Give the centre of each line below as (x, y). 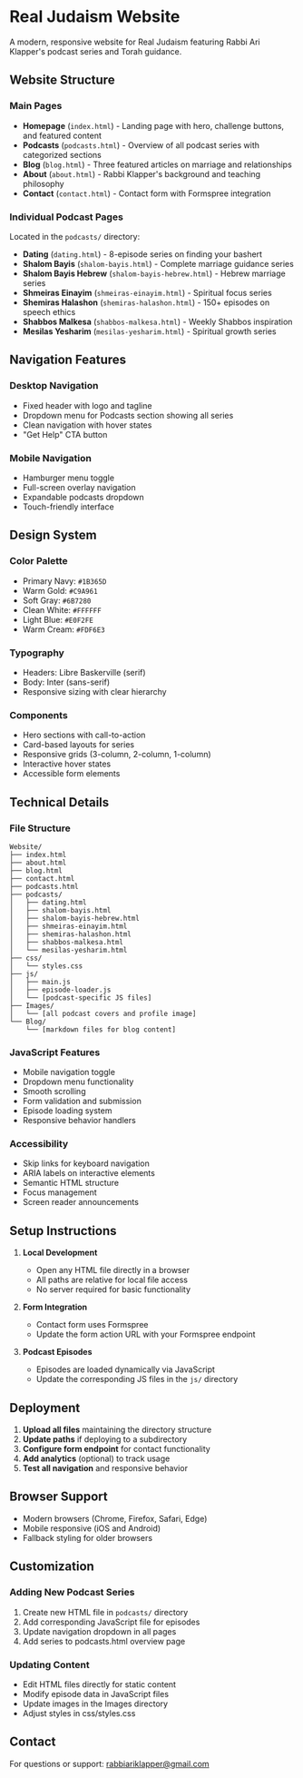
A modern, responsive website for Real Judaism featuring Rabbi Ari (135, 42)
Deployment (45, 1408)
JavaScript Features (55, 1052)
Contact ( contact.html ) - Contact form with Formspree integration (147, 193)
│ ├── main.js (40, 982)
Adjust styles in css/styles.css (79, 1713)
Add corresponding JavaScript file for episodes (111, 1622)
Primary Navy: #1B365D (64, 581)
